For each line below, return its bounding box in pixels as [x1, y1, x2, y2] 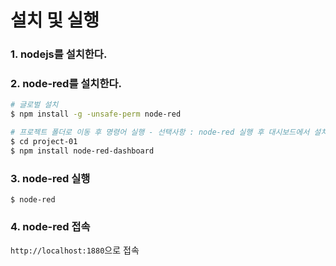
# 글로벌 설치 [10, 100, 59, 110]
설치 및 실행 [10, 9, 100, 32]
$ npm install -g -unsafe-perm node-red [10, 109, 182, 120]
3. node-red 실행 [10, 171, 91, 185]
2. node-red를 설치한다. [10, 77, 122, 91]
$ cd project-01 [10, 137, 78, 147]
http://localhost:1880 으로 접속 [10, 244, 140, 256]
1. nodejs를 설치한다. [10, 47, 108, 61]
